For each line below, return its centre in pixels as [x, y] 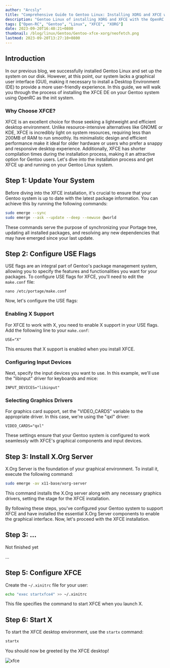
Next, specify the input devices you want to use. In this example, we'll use [82, 373]
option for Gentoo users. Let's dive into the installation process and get [79, 159]
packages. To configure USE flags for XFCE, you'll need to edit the [75, 277]
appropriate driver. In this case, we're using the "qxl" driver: [68, 417]
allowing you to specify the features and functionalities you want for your [81, 272]
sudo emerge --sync [26, 213]
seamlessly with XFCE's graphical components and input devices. [74, 441]
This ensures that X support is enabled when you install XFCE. [70, 349]
